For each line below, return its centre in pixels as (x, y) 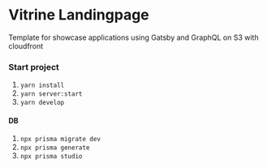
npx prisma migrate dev (60, 140)
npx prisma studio (51, 157)
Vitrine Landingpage (79, 15)
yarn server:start (51, 94)
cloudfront (26, 45)
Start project (34, 67)
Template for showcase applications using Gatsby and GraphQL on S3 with (133, 37)
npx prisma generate (55, 148)
